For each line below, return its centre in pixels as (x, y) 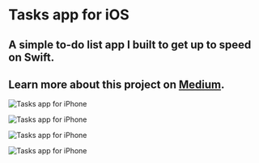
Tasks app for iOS (69, 15)
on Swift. (32, 57)
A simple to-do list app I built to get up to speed (130, 45)
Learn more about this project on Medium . (117, 84)
